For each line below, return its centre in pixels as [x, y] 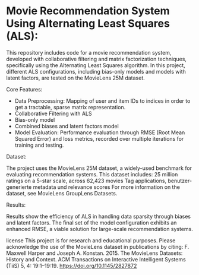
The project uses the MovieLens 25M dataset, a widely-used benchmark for [99, 168]
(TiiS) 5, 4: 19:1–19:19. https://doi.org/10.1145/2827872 [72, 265]
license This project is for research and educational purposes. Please [91, 240]
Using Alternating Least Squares [88, 23]
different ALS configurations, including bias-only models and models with [96, 71]
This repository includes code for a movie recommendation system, [89, 52]
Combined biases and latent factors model [67, 126]
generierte [19, 187]
